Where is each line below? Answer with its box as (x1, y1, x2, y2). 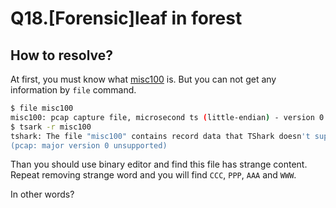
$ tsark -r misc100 (10, 122, 92, 132)
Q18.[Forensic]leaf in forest (10, 7, 243, 30)
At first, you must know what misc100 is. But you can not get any (10, 73, 277, 85)
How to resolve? (10, 47, 114, 64)
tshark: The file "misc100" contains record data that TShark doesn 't (10, 131, 311, 141)
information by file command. (10, 84, 137, 96)
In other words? (10, 188, 75, 201)
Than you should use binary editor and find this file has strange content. (10, 158, 308, 171)
